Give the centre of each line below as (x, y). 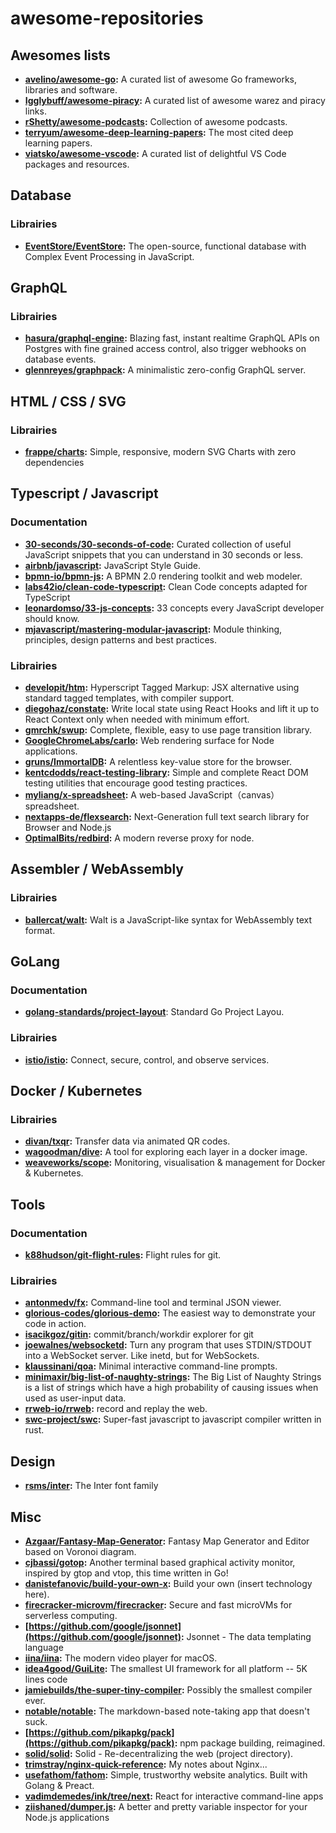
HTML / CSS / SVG (68, 401)
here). (37, 1594)
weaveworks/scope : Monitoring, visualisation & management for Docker (175, 1163)
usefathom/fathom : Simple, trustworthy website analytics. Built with (166, 1775)
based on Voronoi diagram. (80, 1552)
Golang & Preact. (59, 1786)
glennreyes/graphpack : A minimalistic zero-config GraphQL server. (165, 370)
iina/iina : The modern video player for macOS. (121, 1658)
